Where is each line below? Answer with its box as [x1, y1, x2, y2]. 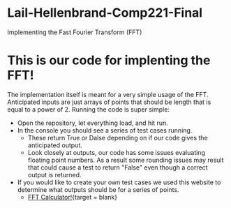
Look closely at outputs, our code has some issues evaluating [27, 148, 206, 156]
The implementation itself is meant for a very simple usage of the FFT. [7, 90, 209, 98]
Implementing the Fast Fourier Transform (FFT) [7, 28, 142, 36]
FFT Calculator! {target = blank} [27, 193, 117, 201]
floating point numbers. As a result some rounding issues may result [27, 156, 225, 164]
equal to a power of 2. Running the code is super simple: [7, 105, 170, 113]
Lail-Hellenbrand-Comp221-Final [7, 5, 203, 21]
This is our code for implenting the [7, 52, 211, 68]
